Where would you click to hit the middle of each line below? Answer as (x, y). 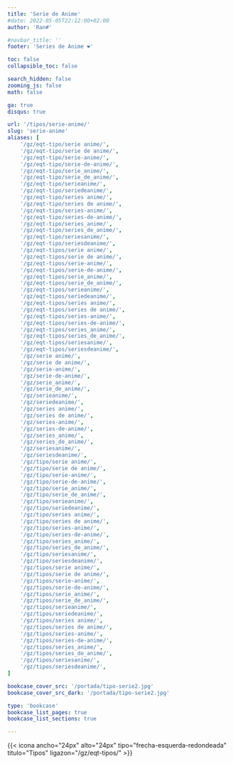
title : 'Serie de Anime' (44, 14)
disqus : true (27, 112)
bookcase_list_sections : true (52, 719)
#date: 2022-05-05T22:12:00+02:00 (59, 21)
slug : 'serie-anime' (38, 131)
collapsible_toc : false (43, 66)
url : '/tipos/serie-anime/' (49, 124)
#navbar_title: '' (34, 40)
